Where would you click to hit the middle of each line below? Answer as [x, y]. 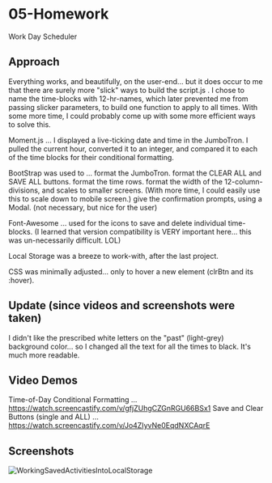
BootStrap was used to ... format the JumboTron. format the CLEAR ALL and [135, 173]
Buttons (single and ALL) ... [53, 417]
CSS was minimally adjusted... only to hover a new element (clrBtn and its [131, 271]
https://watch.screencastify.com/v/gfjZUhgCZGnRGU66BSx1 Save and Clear [136, 409]
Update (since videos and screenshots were [122, 305]
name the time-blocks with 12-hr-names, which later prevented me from [128, 99]
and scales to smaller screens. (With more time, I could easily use [151, 190]
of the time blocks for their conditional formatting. [91, 157]
